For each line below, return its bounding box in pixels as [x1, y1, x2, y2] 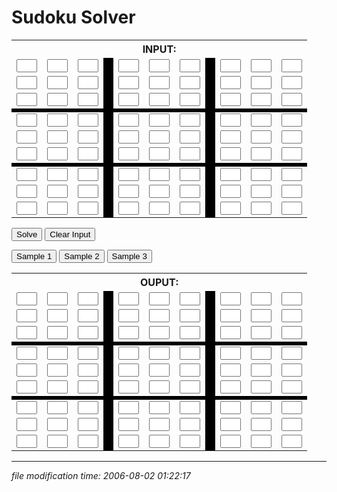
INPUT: [142, 42, 177, 56]
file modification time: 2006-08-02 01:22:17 [11, 469, 191, 481]
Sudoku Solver [11, 6, 136, 29]
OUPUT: [139, 275, 179, 289]
